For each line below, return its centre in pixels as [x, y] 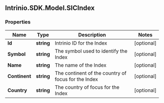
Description [92, 35]
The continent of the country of [91, 73]
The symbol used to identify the [91, 51]
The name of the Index [80, 65]
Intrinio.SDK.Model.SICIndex [50, 8]
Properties [18, 22]
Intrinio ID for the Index [81, 43]
